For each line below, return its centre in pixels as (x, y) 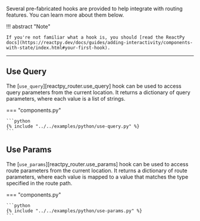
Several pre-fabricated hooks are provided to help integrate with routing (94, 9)
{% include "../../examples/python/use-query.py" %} (73, 126)
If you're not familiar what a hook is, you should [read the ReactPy (96, 38)
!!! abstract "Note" (28, 27)
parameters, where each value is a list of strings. (66, 98)
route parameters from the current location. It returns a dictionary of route (97, 170)
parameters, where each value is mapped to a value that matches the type (97, 177)
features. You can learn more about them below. (65, 15)
